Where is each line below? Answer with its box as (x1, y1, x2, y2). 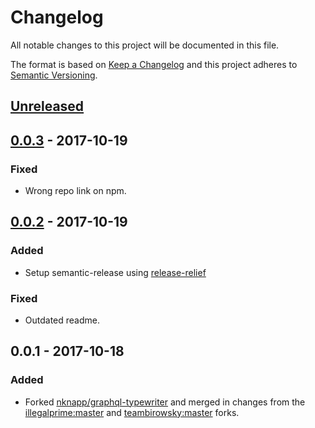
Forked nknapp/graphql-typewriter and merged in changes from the (24, 396, 306, 408)
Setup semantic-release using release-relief (24, 266, 207, 278)
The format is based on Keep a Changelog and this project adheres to (10, 58, 298, 70)
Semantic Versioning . (10, 69, 98, 81)
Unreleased (10, 98, 85, 115)
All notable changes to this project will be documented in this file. (10, 39, 280, 51)
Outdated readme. (24, 314, 101, 326)
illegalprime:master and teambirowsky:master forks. (24, 406, 240, 418)
